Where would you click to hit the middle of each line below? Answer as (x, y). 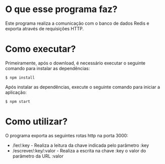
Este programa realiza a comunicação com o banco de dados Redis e (77, 23)
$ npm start (18, 101)
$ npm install (20, 77)
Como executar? (41, 49)
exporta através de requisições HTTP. (45, 28)
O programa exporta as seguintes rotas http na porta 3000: (67, 135)
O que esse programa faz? (61, 9)
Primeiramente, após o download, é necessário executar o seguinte (75, 63)
